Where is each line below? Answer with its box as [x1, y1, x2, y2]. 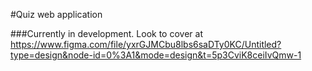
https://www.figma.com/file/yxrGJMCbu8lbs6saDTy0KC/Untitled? [10, 39, 282, 50]
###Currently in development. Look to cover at [10, 28, 203, 39]
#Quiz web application [10, 9, 103, 20]
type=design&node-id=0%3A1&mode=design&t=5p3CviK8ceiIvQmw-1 [10, 49, 302, 61]
